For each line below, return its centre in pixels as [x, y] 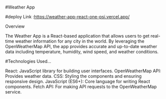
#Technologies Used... [28, 61]
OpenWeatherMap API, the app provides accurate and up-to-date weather [81, 46]
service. [13, 92]
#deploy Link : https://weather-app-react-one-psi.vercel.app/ [68, 17]
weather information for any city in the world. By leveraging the [80, 41]
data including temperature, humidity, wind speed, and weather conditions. [82, 52]
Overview [15, 26]
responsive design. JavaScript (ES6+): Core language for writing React [78, 81]
